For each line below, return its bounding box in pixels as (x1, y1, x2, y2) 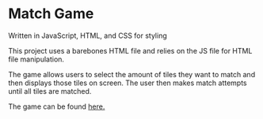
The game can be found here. (8, 102, 105, 111)
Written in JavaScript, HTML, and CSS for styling (8, 31, 168, 40)
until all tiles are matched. (8, 86, 92, 95)
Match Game (8, 5, 94, 23)
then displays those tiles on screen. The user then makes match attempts (8, 78, 247, 87)
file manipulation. (8, 54, 65, 64)
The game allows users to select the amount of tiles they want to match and (8, 69, 256, 79)
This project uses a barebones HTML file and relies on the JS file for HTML (8, 46, 253, 55)
